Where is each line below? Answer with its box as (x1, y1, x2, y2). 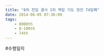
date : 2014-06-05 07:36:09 (5, 12, 62, 17)
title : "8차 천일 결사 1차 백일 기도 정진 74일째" (5, 7, 100, 13)
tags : (5, 17, 17, 22)
